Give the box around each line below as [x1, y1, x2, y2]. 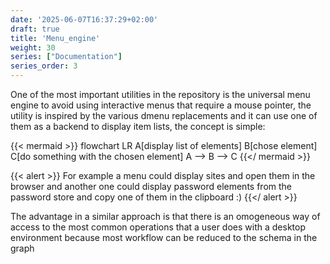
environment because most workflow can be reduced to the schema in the [10, 232, 318, 243]
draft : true [10, 24, 60, 34]
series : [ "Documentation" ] [10, 52, 123, 62]
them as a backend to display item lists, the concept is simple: [10, 121, 266, 132]
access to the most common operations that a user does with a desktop [10, 221, 306, 233]
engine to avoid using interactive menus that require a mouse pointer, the [10, 99, 312, 111]
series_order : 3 [10, 61, 78, 71]
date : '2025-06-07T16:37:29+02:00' [10, 14, 159, 25]
